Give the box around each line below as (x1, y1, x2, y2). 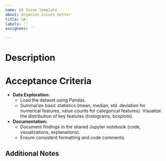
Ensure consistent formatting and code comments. (20, 134, 126, 141)
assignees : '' (5, 26, 35, 31)
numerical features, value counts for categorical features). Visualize (20, 108, 161, 114)
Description (5, 52, 56, 63)
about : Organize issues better (5, 12, 71, 17)
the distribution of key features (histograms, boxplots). (20, 113, 134, 119)
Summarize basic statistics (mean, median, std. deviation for (20, 103, 146, 109)
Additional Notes (5, 149, 60, 157)
